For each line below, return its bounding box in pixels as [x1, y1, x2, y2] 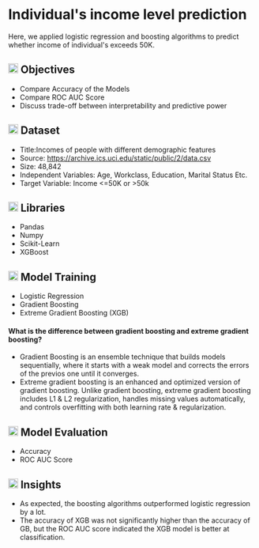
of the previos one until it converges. [19, 369, 140, 379]
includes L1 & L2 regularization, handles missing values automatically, [19, 394, 246, 404]
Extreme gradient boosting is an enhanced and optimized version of [19, 377, 241, 387]
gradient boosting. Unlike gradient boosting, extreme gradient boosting [19, 386, 251, 395]
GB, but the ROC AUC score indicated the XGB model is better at [19, 524, 230, 534]
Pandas [19, 222, 45, 232]
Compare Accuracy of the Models [19, 84, 130, 93]
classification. [19, 532, 66, 542]
